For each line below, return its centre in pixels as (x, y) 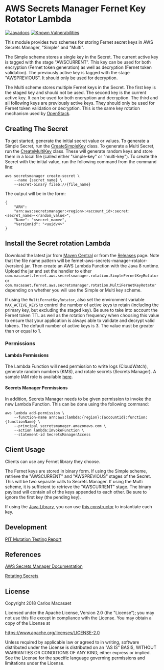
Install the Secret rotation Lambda (58, 244)
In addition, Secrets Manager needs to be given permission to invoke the (78, 399)
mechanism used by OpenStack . (38, 113)
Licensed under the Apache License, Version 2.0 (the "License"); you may (80, 613)
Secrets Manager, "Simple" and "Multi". (45, 47)
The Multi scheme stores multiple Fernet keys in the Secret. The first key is (81, 87)
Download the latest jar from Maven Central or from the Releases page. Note (82, 255)
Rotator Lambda (38, 19)
